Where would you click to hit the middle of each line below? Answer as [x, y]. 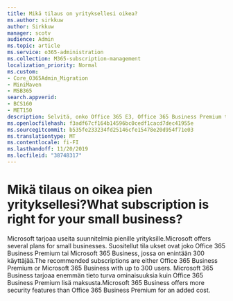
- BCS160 [20, 104]
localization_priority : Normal [52, 65]
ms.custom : [23, 71]
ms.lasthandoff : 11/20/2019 [48, 149]
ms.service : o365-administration [55, 53]
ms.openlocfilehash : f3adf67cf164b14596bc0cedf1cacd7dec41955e [101, 123]
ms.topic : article [34, 46]
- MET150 [20, 110]
